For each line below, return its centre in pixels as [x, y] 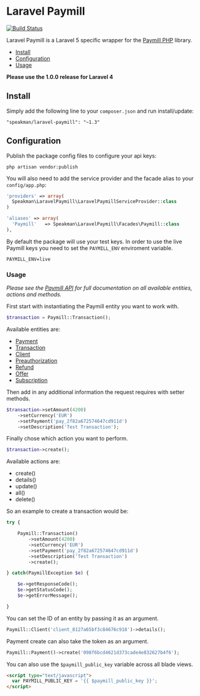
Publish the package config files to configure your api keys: [81, 156]
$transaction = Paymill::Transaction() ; [59, 318]
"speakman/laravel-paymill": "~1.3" [53, 122]
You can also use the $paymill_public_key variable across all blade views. [100, 664]
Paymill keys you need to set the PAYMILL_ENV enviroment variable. [90, 248]
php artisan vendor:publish [42, 167]
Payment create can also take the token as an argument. [78, 641]
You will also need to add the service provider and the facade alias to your [100, 178]
